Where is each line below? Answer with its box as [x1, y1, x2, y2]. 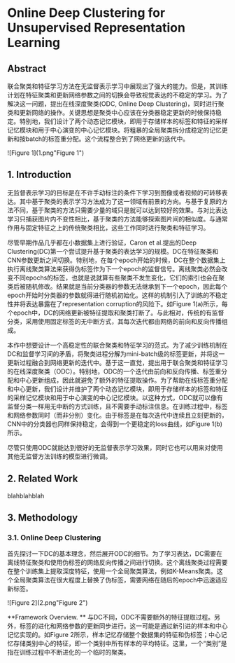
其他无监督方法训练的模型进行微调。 [7, 452, 112, 460]
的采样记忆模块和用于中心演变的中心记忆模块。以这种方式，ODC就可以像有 [7, 393, 224, 402]
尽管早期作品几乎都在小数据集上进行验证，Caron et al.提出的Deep [7, 238, 197, 247]
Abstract [7, 62, 47, 74]
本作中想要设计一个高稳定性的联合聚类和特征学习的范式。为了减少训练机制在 [7, 341, 228, 349]
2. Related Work [7, 473, 78, 485]
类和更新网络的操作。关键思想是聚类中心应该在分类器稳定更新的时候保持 [7, 109, 215, 116]
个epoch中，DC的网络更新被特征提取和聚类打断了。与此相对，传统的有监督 [7, 308, 225, 317]
